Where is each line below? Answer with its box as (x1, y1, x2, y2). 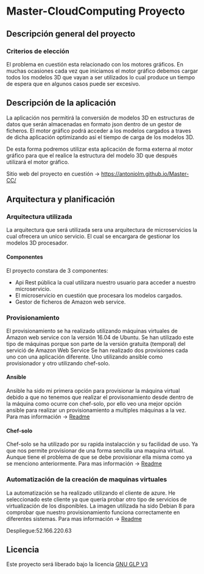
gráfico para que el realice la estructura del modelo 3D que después (6, 151, 178, 159)
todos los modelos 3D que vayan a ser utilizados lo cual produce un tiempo (6, 73, 195, 81)
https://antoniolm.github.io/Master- (100, 170, 189, 178)
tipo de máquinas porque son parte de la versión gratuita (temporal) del (6, 340, 186, 347)
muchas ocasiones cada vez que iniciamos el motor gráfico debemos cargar (6, 67, 199, 74)
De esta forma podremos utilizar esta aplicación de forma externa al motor (6, 145, 193, 152)
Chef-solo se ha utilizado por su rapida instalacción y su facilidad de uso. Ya (6, 440, 198, 448)
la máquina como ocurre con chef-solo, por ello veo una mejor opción (6, 400, 182, 407)
